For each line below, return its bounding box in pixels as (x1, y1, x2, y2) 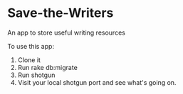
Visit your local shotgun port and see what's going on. (17, 78, 177, 86)
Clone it (17, 55, 41, 64)
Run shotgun (17, 71, 56, 79)
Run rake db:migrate (17, 63, 78, 71)
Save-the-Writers (7, 5, 114, 21)
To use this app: (7, 42, 55, 50)
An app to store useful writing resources (7, 28, 126, 37)
